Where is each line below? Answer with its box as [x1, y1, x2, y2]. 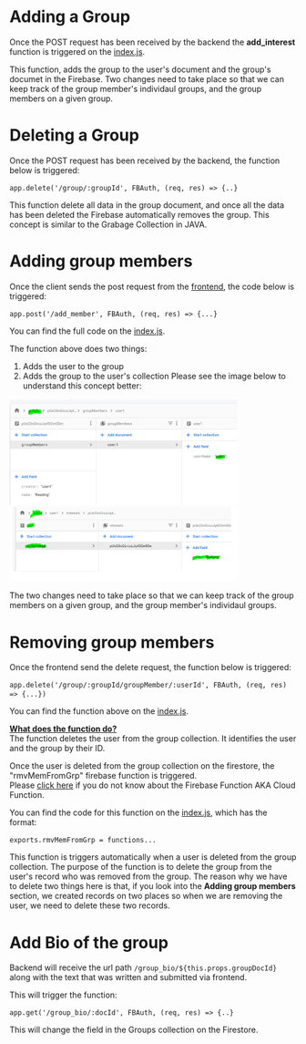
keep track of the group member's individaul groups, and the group [9, 83, 262, 94]
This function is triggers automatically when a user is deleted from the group [9, 852, 297, 863]
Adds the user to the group [22, 360, 125, 371]
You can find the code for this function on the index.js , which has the [9, 807, 268, 818]
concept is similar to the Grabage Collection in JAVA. [9, 219, 208, 230]
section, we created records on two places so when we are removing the [9, 891, 283, 902]
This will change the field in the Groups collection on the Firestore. [9, 1024, 259, 1036]
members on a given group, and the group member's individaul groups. [9, 600, 278, 611]
